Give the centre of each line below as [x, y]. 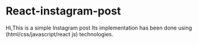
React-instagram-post [63, 11]
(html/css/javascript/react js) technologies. [60, 34]
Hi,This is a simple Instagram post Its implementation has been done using [99, 28]
